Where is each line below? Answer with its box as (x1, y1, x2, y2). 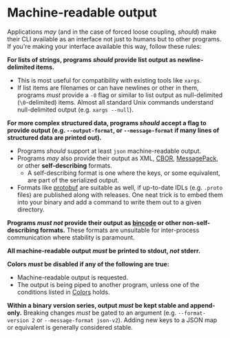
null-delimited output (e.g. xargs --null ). (17, 105, 134, 114)
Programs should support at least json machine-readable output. (17, 147, 202, 155)
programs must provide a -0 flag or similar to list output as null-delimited (17, 91, 223, 99)
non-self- (182, 218, 211, 226)
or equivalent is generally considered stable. (7, 323, 133, 331)
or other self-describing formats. (17, 161, 112, 169)
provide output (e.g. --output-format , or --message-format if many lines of (7, 126, 220, 134)
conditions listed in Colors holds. (17, 288, 110, 296)
